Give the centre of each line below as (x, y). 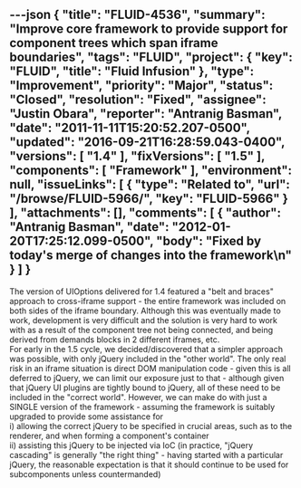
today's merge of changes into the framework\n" (151, 256)
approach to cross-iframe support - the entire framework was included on (148, 301)
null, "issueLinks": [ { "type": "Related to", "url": (150, 185)
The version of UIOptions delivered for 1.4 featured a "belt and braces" (141, 291)
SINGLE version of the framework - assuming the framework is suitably (142, 407)
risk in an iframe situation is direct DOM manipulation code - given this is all (150, 368)
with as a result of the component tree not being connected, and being (141, 330)
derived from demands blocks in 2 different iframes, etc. (115, 340)
